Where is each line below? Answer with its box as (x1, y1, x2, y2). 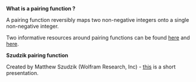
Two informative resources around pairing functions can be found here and (6, 34, 190, 41)
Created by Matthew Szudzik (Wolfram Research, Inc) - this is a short (6, 63, 176, 70)
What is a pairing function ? (6, 5, 76, 12)
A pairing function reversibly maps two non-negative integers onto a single (6, 17, 189, 23)
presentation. (6, 70, 39, 76)
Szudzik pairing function (6, 52, 68, 58)
